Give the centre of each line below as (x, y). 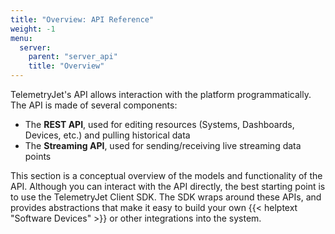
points (38, 156)
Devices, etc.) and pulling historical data (107, 135)
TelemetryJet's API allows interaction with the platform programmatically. (161, 94)
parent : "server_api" (73, 57)
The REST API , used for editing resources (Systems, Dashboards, (159, 124)
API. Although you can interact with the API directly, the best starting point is (168, 186)
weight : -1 (33, 29)
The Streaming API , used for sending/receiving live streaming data (163, 145)
